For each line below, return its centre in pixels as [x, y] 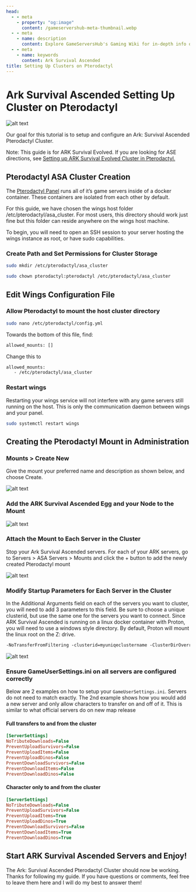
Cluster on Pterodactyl [62, 107]
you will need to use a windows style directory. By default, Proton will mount [98, 628]
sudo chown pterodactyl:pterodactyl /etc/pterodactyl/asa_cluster [88, 276]
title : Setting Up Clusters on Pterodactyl [60, 66]
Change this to [24, 356]
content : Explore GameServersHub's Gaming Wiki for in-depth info [104, 44]
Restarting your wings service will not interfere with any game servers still [95, 400]
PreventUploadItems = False [37, 752]
